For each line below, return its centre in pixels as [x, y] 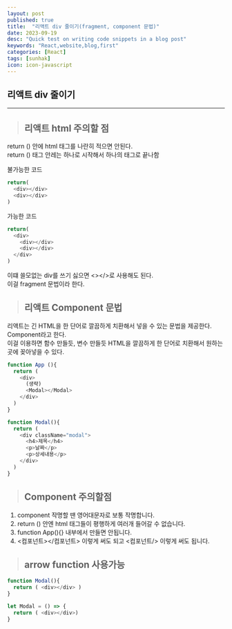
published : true [30, 20]
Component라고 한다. [37, 334]
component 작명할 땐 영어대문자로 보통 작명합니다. [86, 515]
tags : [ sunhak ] [29, 59]
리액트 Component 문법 [73, 308]
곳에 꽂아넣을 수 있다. [36, 351]
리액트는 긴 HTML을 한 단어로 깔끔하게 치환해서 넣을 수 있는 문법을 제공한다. [109, 326]
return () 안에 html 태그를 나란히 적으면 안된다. [70, 147]
